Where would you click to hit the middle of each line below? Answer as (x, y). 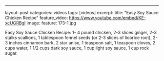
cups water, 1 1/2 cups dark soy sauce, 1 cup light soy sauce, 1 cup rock (77, 48)
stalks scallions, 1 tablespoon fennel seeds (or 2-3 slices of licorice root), (79, 38)
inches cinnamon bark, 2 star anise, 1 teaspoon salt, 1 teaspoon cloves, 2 (82, 43)
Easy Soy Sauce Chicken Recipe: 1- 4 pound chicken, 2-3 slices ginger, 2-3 (81, 32)
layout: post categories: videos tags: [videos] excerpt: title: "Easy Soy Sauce (82, 12)
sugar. (11, 53)
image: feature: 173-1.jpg (51, 23)
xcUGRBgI (15, 23)
